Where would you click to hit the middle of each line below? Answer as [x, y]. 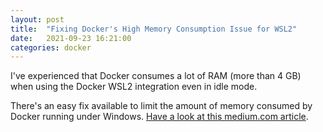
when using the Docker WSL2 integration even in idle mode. [134, 87]
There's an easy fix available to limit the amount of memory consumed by [161, 106]
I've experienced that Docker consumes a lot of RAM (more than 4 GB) [156, 76]
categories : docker [51, 47]
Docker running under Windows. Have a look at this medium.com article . [159, 117]
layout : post [37, 19]
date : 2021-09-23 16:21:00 [71, 38]
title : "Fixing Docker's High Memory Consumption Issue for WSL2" [154, 29]
